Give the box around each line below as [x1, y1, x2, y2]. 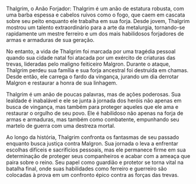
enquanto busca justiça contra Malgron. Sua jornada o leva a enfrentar [6, 140, 179, 147]
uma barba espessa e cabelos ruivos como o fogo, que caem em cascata [6, 11, 185, 18]
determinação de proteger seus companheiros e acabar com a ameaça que [6, 153, 191, 159]
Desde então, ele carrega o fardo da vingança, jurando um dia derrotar [6, 73, 179, 80]
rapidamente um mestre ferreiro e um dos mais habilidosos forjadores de [6, 30, 184, 37]
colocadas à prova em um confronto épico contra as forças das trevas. [6, 172, 179, 178]
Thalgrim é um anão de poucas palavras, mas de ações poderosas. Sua [6, 91, 181, 98]
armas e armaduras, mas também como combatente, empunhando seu [6, 116, 179, 123]
